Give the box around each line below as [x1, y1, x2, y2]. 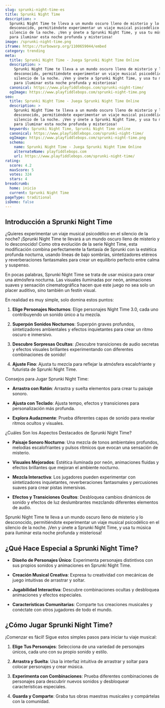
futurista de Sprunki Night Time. [12, 366, 78, 372]
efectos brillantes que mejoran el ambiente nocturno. [12, 465, 120, 471]
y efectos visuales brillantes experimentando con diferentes [12, 347, 134, 353]
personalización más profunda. [12, 406, 75, 412]
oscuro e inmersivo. [12, 332, 53, 338]
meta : [5, 53, 16, 58]
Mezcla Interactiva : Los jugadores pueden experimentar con [12, 474, 136, 480]
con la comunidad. [12, 698, 50, 704]
